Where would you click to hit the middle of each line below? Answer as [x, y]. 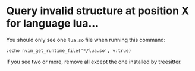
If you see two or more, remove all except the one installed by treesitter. [94, 62]
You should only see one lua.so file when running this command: [86, 40]
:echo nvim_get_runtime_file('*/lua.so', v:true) [69, 51]
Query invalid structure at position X [97, 11]
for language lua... [53, 23]
